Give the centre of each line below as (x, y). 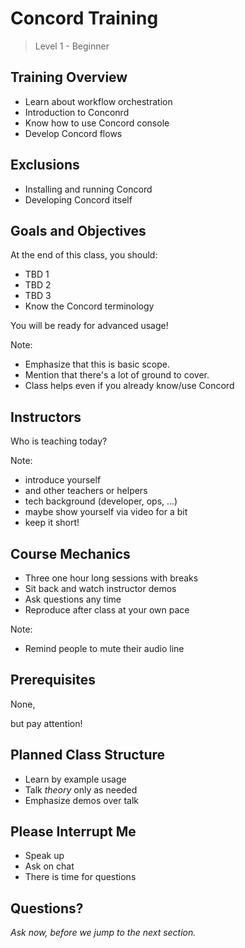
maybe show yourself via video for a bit (106, 512)
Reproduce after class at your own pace (107, 610)
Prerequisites (53, 680)
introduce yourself (63, 480)
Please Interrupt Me (73, 832)
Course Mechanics (70, 553)
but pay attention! (46, 723)
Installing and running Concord (88, 189)
